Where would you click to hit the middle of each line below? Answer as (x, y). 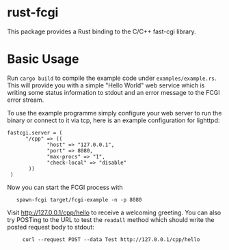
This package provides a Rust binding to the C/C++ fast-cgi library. (102, 31)
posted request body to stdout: (51, 227)
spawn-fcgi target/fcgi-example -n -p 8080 (79, 199)
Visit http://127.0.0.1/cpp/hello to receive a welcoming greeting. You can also (114, 212)
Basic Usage (43, 59)
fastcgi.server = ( (35, 133)
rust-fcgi (33, 13)
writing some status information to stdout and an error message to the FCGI (113, 92)
